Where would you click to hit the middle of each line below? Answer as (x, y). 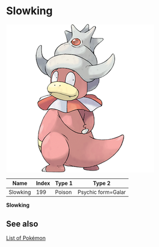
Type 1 (64, 183)
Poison (64, 192)
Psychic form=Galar (102, 192)
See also (22, 224)
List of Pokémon (26, 238)
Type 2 (102, 183)
